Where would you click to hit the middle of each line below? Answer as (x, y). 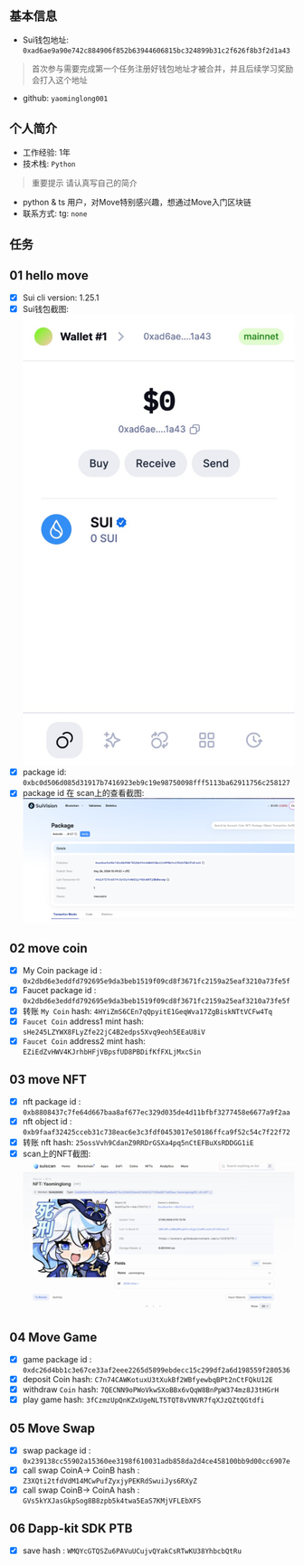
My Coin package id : (62, 970)
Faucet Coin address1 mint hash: (83, 1021)
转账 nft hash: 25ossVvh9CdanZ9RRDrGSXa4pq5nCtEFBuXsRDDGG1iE (138, 1142)
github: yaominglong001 (65, 98)
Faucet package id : (59, 990)
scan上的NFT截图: (57, 1154)
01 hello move (49, 275)
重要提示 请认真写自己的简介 (84, 183)
